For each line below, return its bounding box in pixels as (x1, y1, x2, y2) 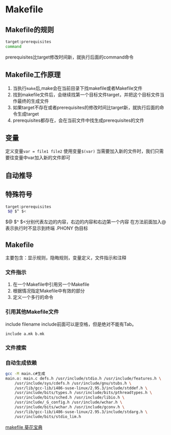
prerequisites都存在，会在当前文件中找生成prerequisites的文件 (12, 117, 144, 123)
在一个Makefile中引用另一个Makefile (12, 281, 90, 288)
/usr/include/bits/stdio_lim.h (14, 414, 81, 419)
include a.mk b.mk (5, 331, 45, 336)
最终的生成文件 (17, 98, 49, 104)
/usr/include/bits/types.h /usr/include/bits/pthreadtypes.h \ (14, 390, 153, 395)
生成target (17, 110, 39, 117)
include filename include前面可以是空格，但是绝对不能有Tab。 (5, 321, 137, 327)
